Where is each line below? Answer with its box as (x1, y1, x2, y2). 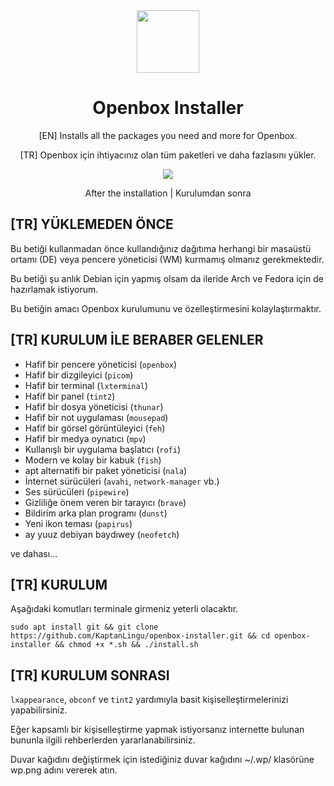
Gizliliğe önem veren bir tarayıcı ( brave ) (24, 496, 187, 508)
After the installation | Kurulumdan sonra (84, 187, 252, 199)
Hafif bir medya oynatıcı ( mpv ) (24, 432, 147, 444)
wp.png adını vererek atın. (10, 764, 118, 776)
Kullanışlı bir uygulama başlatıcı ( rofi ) (24, 443, 182, 455)
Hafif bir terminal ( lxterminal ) (24, 379, 148, 391)
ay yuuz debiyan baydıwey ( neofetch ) (24, 528, 180, 540)
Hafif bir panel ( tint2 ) (24, 390, 116, 402)
